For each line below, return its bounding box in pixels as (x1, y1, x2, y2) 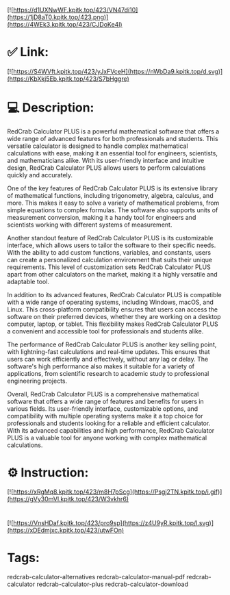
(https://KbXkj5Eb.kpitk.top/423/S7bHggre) (7, 75, 130, 83)
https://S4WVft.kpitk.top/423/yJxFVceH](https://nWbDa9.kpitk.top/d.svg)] (13, 67, 223, 75)
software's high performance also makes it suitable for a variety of (7, 362, 195, 370)
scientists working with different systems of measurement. (7, 220, 172, 229)
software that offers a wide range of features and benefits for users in (7, 397, 204, 405)
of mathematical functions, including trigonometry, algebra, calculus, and (7, 191, 214, 199)
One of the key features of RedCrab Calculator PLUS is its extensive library (7, 184, 218, 192)
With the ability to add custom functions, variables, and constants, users (7, 248, 211, 256)
